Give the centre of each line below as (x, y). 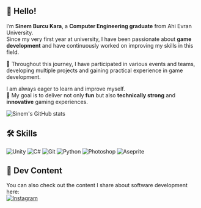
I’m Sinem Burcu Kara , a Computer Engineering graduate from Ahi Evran (99, 26)
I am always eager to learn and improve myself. (66, 89)
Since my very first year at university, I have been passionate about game (99, 39)
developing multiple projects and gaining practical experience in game (95, 70)
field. (13, 52)
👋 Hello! (21, 11)
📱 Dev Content (34, 171)
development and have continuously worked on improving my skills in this (100, 45)
